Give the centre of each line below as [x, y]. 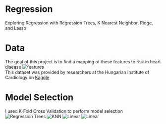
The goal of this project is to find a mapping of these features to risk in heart [83, 62]
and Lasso [16, 28]
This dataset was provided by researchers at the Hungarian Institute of [77, 72]
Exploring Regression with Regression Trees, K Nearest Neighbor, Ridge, [79, 23]
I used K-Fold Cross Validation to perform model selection [64, 111]
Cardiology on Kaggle [27, 77]
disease [13, 67]
